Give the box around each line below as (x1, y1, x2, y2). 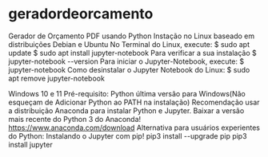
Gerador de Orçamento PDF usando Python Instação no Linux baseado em (8, 31, 254, 41)
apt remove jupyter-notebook (8, 73, 106, 83)
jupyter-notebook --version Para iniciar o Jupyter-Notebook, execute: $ (8, 57, 245, 66)
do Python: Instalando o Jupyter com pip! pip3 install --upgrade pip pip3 (8, 131, 247, 140)
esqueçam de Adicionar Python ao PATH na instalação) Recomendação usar (8, 97, 260, 107)
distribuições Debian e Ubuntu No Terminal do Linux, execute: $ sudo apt (8, 39, 250, 49)
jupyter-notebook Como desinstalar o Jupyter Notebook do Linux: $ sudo (8, 65, 250, 74)
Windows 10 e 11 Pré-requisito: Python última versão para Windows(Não (8, 88, 246, 98)
